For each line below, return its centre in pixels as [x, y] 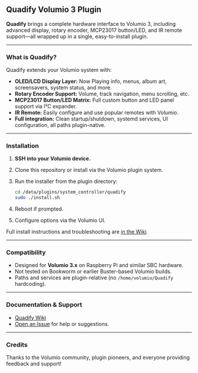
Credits [17, 345]
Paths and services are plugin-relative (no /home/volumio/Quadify [94, 278]
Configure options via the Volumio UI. [60, 221]
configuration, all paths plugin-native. [60, 125]
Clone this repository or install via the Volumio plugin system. [89, 170]
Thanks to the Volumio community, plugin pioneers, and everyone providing [98, 358]
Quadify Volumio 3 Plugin [54, 10]
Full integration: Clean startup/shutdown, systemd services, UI [91, 119]
